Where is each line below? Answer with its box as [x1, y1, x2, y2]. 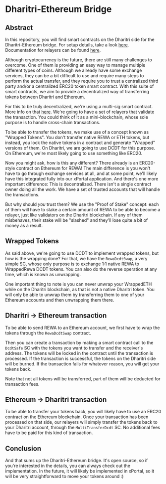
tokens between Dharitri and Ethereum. [5, 94, 85, 100]
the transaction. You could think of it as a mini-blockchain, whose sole [5, 114, 149, 120]
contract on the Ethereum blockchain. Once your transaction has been [5, 414, 149, 420]
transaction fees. [5, 381, 40, 387]
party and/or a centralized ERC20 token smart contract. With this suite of [5, 83, 154, 89]
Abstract [5, 23, 33, 32]
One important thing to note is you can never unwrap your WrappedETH [5, 281, 152, 287]
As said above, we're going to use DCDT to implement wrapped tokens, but [5, 250, 159, 256]
